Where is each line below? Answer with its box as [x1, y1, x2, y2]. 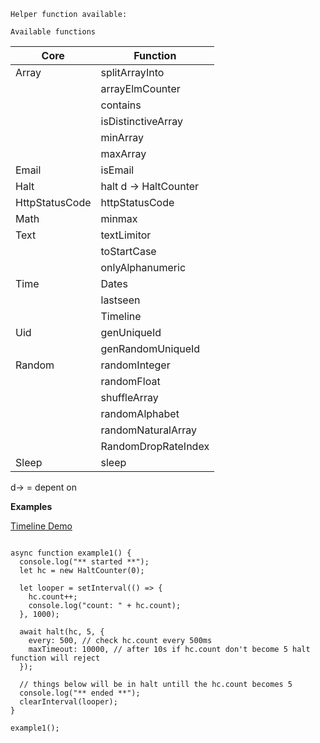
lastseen [100, 293, 141, 307]
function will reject [10, 653, 101, 663]
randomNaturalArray [100, 423, 198, 437]
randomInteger [100, 358, 171, 372]
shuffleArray [100, 391, 159, 404]
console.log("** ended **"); [19, 688, 141, 698]
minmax [100, 212, 138, 225]
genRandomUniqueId [100, 342, 201, 355]
